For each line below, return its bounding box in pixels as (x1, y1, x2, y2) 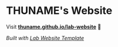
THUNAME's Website (6, 4, 113, 17)
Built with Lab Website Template (6, 34, 84, 41)
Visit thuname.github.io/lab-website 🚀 (6, 23, 102, 30)
